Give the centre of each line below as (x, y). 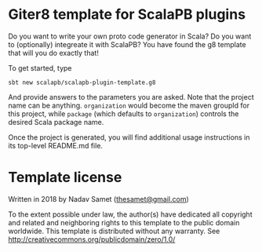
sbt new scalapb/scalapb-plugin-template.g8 (82, 82)
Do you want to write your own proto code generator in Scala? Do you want (130, 36)
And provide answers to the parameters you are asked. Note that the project (131, 97)
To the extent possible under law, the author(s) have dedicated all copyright (130, 214)
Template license (65, 177)
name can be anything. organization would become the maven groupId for (129, 105)
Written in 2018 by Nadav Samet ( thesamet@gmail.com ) (99, 199)
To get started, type (40, 68)
